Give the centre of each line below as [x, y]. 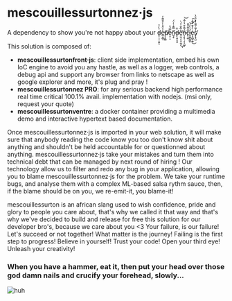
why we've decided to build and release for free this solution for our [104, 219]
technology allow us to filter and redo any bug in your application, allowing [114, 169]
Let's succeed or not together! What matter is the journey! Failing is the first [115, 234]
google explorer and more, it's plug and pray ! [82, 82]
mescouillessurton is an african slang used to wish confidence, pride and [111, 204]
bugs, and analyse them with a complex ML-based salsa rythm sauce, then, [115, 183]
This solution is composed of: [50, 46]
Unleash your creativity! [41, 248]
